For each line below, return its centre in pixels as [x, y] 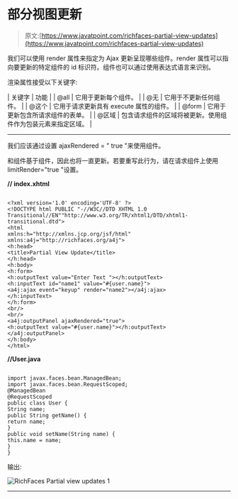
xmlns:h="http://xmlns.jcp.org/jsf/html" [69, 234]
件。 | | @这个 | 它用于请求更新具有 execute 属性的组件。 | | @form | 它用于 [117, 106]
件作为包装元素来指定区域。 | [50, 124]
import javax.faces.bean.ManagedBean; [64, 378]
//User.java [24, 358]
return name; [27, 422]
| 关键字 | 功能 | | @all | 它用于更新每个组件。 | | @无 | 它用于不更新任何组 [114, 97]
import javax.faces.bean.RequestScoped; [68, 384]
